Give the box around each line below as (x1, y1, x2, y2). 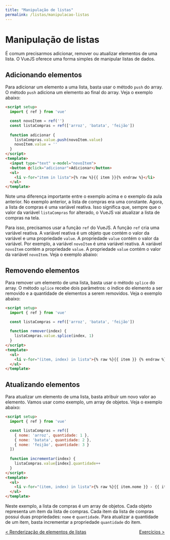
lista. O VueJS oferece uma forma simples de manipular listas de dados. (5, 56, 155, 62)
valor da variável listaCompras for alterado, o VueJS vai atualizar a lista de (5, 209, 160, 215)
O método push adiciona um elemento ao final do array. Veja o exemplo (5, 89, 153, 96)
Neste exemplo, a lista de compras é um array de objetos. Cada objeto (5, 503, 152, 509)
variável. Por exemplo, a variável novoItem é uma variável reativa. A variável (5, 241, 162, 247)
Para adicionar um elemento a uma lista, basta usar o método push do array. (5, 84, 163, 90)
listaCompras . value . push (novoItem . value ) (14, 137, 103, 142)
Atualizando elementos (5, 380, 80, 389)
